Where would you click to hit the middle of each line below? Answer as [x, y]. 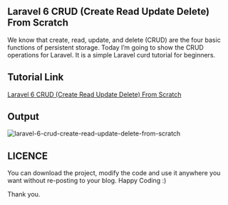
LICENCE [28, 156]
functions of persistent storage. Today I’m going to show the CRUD [106, 47]
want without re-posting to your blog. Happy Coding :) [87, 181]
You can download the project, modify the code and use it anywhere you [114, 173]
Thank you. [24, 194]
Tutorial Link [36, 77]
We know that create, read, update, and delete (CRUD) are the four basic [114, 40]
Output [23, 117]
